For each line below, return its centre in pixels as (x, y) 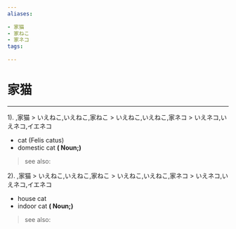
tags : (15, 46)
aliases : (20, 14)
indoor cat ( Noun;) (45, 206)
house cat (32, 198)
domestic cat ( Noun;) (50, 148)
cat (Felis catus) (41, 140)
